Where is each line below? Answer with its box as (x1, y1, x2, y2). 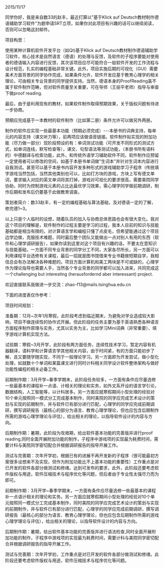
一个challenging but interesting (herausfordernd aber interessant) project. (5, 271, 153, 277)
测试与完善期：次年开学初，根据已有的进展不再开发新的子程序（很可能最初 (5, 453, 155, 458)
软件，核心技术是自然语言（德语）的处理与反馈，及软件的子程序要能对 (9, 53, 150, 59)
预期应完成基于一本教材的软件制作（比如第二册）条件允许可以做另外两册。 (5, 117, 155, 123)
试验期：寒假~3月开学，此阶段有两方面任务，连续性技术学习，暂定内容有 (5, 342, 152, 347)
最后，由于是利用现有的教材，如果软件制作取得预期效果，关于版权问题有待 (5, 101, 155, 106)
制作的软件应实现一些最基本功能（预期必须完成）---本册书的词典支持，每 (5, 128, 152, 133)
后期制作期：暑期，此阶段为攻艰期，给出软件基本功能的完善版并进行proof (5, 430, 153, 436)
